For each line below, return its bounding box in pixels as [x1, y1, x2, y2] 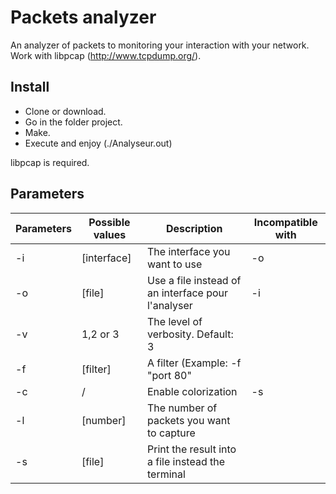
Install [10, 79, 50, 96]
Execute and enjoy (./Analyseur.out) [24, 137, 173, 149]
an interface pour [146, 286, 229, 300]
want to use [146, 257, 203, 271]
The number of [146, 401, 218, 415]
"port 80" [146, 368, 192, 382]
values [93, 227, 127, 241]
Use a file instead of [146, 273, 242, 287]
